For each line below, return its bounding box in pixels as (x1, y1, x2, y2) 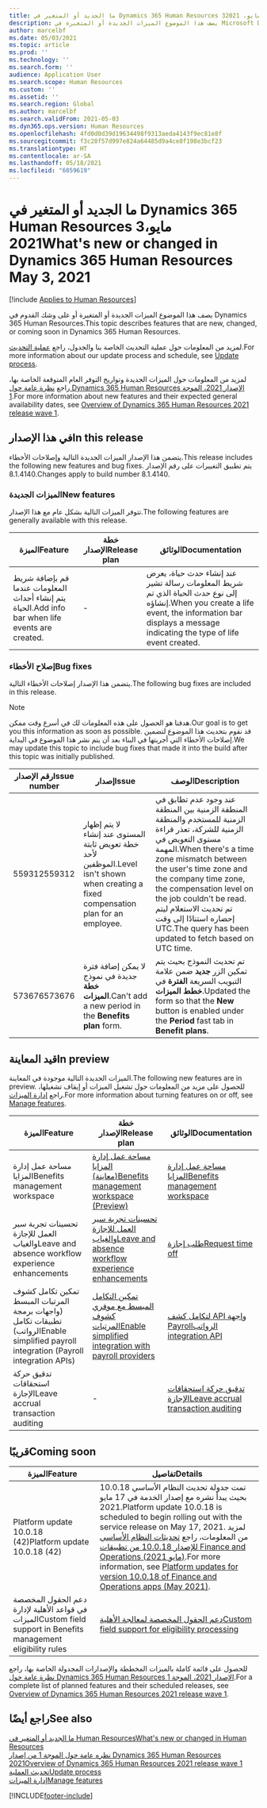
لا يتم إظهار (82, 819, 121, 830)
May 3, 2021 (9, 268, 91, 287)
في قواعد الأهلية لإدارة (13, 1603, 88, 1614)
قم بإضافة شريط (13, 572, 70, 584)
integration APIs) (13, 1355, 76, 1367)
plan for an (82, 908, 124, 919)
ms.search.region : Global (9, 100, 94, 108)
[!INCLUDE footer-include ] (9, 1791, 93, 1800)
